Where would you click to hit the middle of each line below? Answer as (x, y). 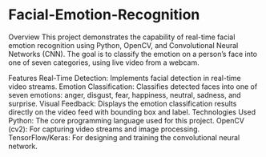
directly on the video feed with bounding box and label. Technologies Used (132, 112)
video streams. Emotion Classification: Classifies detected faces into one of (133, 87)
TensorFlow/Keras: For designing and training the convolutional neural (124, 137)
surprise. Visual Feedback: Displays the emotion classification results (123, 103)
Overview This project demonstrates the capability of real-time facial (122, 37)
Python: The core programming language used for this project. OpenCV (126, 120)
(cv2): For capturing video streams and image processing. (104, 129)
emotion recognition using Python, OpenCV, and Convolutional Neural (123, 45)
